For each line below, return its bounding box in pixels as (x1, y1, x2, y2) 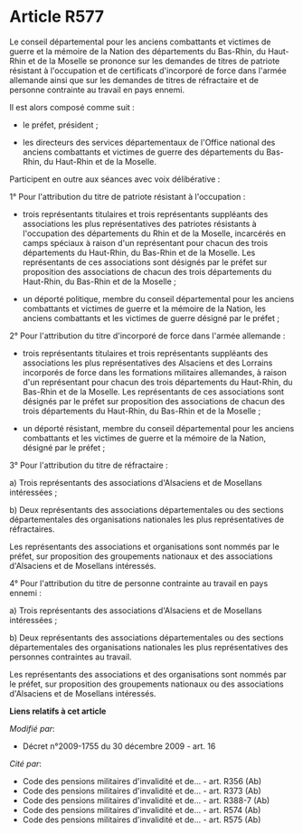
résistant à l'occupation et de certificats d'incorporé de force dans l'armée (9, 65, 287, 76)
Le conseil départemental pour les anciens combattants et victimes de (9, 36, 271, 47)
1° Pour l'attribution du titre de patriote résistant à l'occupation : (9, 191, 246, 202)
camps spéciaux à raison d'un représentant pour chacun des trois (22, 237, 269, 248)
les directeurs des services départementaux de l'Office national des (22, 137, 276, 147)
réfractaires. (9, 523, 56, 535)
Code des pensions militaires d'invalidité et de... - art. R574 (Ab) (22, 804, 261, 815)
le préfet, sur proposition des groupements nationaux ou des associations (9, 678, 284, 689)
